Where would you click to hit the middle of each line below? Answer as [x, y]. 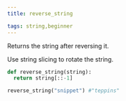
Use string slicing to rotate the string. [60, 59]
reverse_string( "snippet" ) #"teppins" [63, 91]
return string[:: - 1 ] [43, 78]
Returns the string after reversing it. [58, 46]
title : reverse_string [40, 13]
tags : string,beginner [40, 26]
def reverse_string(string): [49, 72]
